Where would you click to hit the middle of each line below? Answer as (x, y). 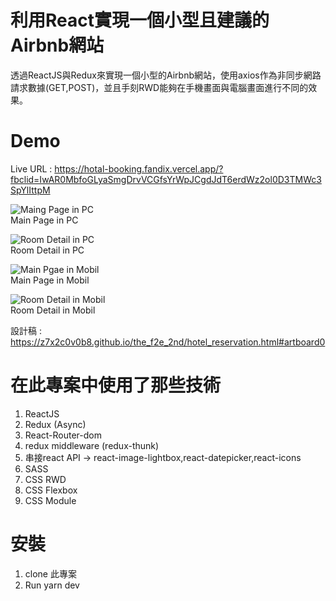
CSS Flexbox (51, 490)
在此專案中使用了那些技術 (116, 385)
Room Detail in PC (47, 250)
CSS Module (50, 500)
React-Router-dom (63, 435)
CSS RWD (45, 479)
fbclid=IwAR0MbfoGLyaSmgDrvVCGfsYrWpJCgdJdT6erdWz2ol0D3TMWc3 (166, 179)
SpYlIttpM (30, 190)
